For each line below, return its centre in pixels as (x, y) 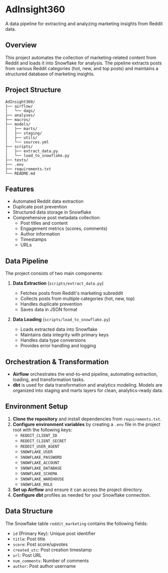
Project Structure (33, 90)
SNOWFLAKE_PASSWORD (41, 457)
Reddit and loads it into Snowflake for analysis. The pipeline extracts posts (83, 63)
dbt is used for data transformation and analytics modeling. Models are (87, 385)
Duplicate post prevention (40, 207)
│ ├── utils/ (21, 137)
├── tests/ (17, 160)
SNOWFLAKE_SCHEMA (39, 474)
